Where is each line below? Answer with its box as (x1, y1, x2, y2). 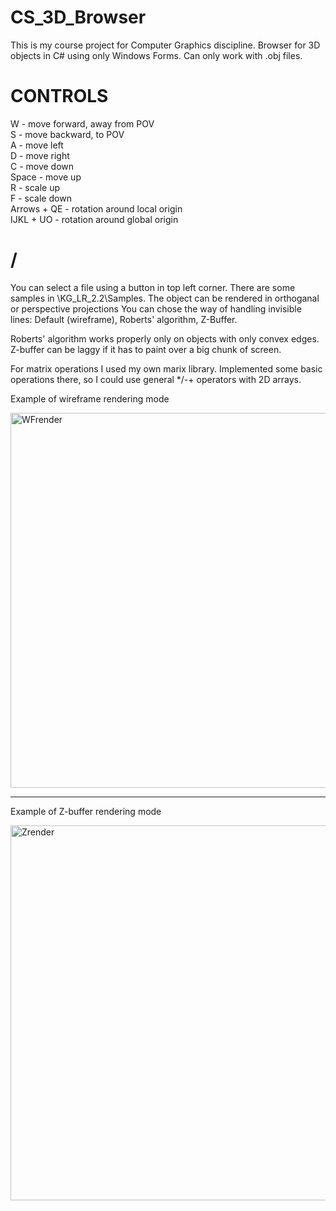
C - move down (10, 160, 75, 172)
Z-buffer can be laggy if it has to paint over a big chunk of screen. (10, 343, 282, 355)
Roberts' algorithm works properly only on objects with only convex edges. (10, 332, 320, 345)
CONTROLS (10, 85, 109, 108)
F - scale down (10, 192, 72, 204)
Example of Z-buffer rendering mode (10, 805, 162, 817)
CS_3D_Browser (10, 6, 147, 29)
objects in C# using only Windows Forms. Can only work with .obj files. (10, 49, 303, 61)
